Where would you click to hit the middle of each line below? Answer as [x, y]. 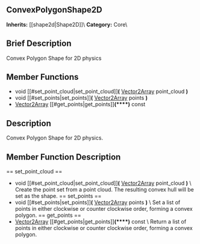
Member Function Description [64, 157]
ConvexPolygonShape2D [54, 10]
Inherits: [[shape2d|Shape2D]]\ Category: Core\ [67, 24]
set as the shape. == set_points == [58, 196]
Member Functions [42, 77]
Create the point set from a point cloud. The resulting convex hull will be [105, 190]
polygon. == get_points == [48, 215]
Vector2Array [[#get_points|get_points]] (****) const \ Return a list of [101, 222]
